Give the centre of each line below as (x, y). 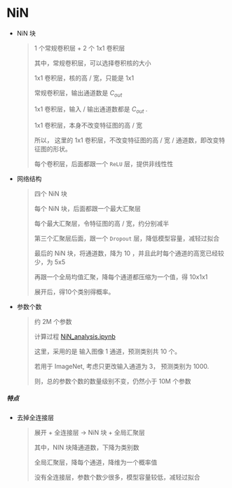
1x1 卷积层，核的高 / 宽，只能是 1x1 (84, 78)
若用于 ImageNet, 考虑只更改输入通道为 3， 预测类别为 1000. (122, 366)
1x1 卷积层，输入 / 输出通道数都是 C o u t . (91, 110)
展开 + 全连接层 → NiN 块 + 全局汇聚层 (89, 432)
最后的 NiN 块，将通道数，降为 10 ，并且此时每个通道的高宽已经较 (129, 253)
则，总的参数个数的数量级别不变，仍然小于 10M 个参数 (112, 381)
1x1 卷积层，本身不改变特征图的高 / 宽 (88, 125)
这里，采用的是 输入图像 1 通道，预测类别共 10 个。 (108, 351)
